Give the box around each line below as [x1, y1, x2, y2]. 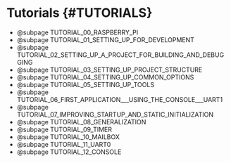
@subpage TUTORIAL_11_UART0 [16, 140, 111, 148]
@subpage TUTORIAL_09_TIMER [16, 125, 113, 133]
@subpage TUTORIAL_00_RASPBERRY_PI [16, 28, 139, 37]
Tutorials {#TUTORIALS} [6, 5, 153, 21]
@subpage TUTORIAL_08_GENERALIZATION [16, 117, 146, 126]
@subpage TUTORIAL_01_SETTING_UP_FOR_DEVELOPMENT [16, 35, 195, 44]
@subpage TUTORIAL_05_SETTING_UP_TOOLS [16, 80, 155, 89]
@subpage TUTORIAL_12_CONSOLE [16, 148, 122, 156]
